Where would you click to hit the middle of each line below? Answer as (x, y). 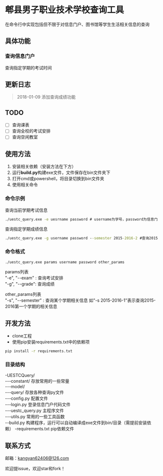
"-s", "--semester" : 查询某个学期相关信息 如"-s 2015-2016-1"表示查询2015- (81, 300)
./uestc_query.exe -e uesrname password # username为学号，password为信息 (80, 219)
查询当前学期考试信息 (26, 210)
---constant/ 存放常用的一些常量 (37, 381)
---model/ (15, 387)
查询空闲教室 (25, 137)
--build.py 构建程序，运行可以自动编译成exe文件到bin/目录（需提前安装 (76, 423)
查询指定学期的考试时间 (28, 68)
